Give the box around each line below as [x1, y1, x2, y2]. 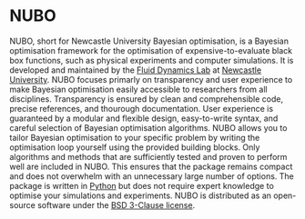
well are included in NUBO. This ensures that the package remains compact [9, 161, 293, 172]
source [9, 199, 36, 210]
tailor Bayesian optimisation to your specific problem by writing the [9, 132, 260, 143]
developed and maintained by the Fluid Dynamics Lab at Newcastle [9, 65, 262, 75]
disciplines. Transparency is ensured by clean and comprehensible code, [9, 93, 284, 105]
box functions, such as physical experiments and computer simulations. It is [9, 55, 294, 65]
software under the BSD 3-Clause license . [37, 199, 196, 210]
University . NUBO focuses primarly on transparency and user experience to [9, 74, 293, 85]
